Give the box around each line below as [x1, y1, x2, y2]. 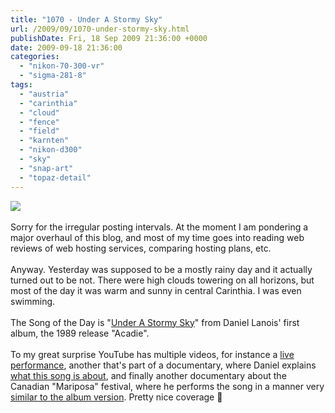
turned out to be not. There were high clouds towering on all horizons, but [10, 274, 315, 286]
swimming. [10, 295, 56, 307]
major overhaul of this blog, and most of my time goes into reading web [10, 231, 305, 243]
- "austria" [19, 89, 70, 99]
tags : [10, 80, 33, 90]
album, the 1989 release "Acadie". [10, 327, 150, 339]
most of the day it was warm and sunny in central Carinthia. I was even [10, 284, 302, 296]
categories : [10, 52, 60, 62]
